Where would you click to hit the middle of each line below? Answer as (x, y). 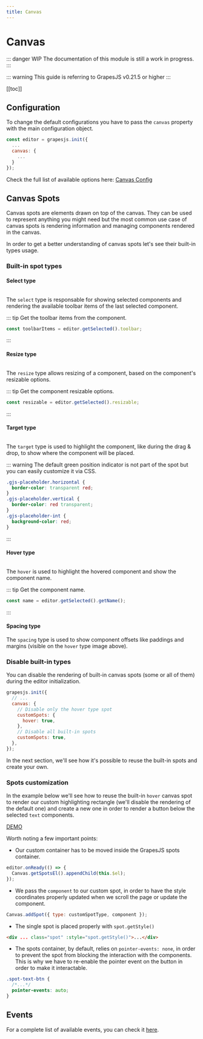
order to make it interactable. (51, 968)
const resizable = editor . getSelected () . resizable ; (73, 402)
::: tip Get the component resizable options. (60, 391)
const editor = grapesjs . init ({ (47, 140)
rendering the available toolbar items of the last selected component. (92, 306)
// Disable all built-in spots (57, 732)
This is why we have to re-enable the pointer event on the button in (99, 961)
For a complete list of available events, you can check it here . (83, 1029)
